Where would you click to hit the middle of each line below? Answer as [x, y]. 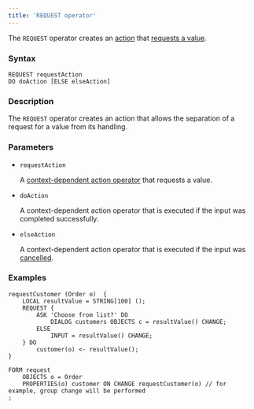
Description [31, 101]
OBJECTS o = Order [52, 377]
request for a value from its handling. [68, 127]
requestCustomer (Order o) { [58, 294]
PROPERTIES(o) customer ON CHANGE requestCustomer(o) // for [124, 384]
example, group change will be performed [77, 391]
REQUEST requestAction [45, 74]
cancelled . [36, 258]
